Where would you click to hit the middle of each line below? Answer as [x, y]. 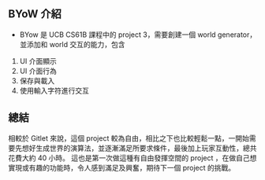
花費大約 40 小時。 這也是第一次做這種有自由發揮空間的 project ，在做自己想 [132, 158]
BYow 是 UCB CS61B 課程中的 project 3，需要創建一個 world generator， [138, 35]
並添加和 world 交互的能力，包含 [72, 44]
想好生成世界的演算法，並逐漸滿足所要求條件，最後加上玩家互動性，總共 [139, 148]
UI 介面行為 [38, 71]
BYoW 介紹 [35, 14]
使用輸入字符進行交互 [54, 90]
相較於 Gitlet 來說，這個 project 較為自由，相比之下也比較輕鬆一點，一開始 [129, 138]
